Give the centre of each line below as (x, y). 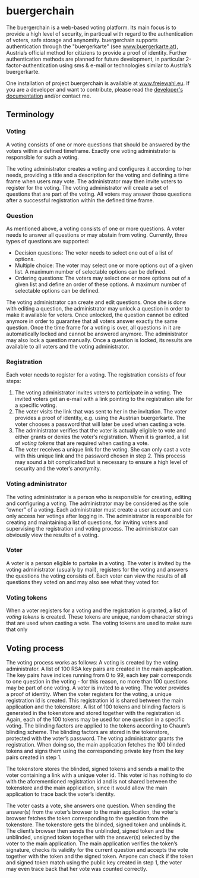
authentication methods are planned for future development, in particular (95, 59)
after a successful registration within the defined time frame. (80, 200)
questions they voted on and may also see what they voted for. (83, 582)
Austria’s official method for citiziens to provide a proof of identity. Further (97, 52)
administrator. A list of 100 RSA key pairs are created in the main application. (99, 669)
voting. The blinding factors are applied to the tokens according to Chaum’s (98, 725)
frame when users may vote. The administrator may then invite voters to (94, 181)
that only (17, 629)
